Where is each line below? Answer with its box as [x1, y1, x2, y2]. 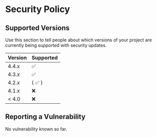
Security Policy [5, 4, 70, 15]
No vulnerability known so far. [5, 126, 67, 132]
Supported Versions [5, 24, 69, 32]
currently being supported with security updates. [5, 42, 107, 48]
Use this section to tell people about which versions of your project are [5, 37, 152, 43]
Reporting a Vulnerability [5, 112, 86, 121]
